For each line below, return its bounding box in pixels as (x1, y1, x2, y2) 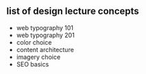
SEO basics (16, 60, 49, 68)
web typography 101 (16, 23, 73, 32)
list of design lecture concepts (6, 5, 140, 17)
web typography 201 (16, 31, 75, 39)
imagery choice (16, 53, 61, 61)
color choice (16, 38, 52, 47)
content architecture (16, 45, 75, 53)
